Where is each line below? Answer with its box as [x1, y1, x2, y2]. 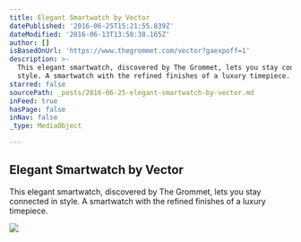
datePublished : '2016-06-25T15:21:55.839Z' [9, 22, 175, 30]
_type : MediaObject [9, 122, 82, 131]
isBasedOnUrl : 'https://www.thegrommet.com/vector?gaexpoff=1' [9, 47, 251, 56]
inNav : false [9, 113, 58, 122]
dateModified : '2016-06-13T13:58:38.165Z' [9, 30, 170, 39]
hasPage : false [9, 105, 66, 114]
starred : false [9, 80, 66, 89]
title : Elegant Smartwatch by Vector [9, 13, 150, 22]
